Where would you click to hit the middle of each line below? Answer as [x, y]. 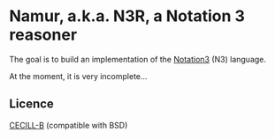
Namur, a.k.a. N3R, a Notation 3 [127, 16]
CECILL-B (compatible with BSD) [69, 125]
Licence [32, 104]
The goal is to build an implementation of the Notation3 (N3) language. [138, 59]
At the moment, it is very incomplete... [78, 76]
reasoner [43, 35]
